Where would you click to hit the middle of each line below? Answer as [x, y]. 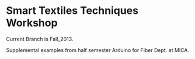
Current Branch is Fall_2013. [40, 39]
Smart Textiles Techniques [72, 11]
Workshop [32, 23]
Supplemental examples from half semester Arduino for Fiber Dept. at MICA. [98, 50]
